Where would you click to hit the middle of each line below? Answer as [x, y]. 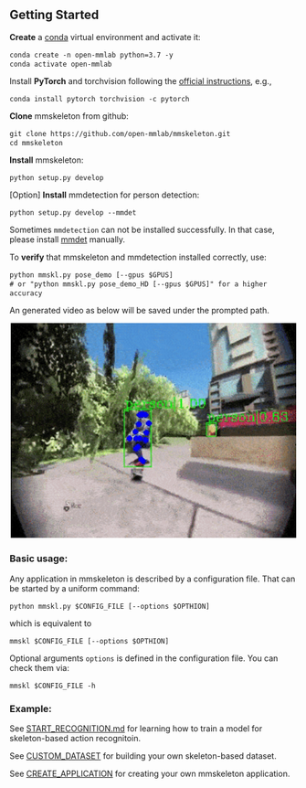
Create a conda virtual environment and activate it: [105, 37]
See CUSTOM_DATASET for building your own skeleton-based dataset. [143, 756]
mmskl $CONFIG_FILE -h [53, 686]
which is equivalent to [51, 623]
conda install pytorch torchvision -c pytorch [100, 99]
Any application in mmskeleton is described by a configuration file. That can [153, 579]
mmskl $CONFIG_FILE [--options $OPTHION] [90, 641]
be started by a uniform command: [74, 588]
